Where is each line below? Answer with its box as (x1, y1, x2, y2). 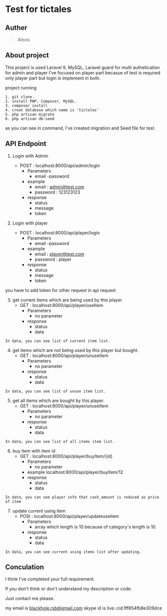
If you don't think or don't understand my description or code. (5, 586, 132, 592)
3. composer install (5, 103, 48, 108)
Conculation (5, 563, 44, 571)
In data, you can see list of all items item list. (5, 439, 115, 444)
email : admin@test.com (34, 183, 85, 189)
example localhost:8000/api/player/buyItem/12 (27, 469, 124, 475)
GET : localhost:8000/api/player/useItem (19, 302, 104, 308)
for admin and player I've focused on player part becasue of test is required (5, 69, 161, 75)
